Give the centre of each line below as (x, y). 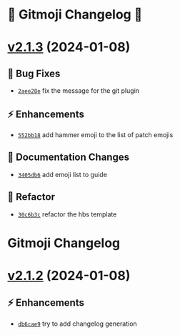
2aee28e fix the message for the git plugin (79, 91)
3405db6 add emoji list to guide (62, 174)
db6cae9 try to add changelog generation (77, 324)
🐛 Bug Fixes (34, 73)
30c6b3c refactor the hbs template (67, 214)
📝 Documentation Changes (69, 157)
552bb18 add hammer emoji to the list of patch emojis (95, 135)
